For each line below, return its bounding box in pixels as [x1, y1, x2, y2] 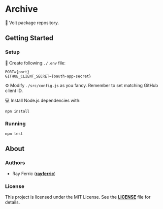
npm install [5, 109, 30, 114]
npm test [5, 131, 23, 136]
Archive [5, 3, 38, 15]
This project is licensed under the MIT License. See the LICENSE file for [5, 194, 151, 200]
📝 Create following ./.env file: [5, 60, 65, 66]
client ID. [5, 88, 23, 93]
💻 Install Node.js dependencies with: [5, 97, 81, 103]
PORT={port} [5, 69, 30, 74]
